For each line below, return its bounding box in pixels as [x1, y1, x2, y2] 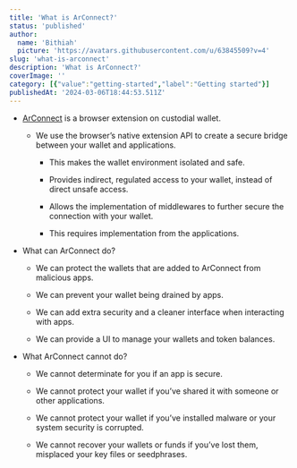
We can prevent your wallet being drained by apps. [35, 289, 224, 300]
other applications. [35, 395, 106, 405]
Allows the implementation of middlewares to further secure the [48, 200, 284, 211]
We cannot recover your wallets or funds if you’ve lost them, [35, 439, 259, 450]
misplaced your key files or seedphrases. [35, 448, 188, 459]
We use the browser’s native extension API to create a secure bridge [35, 130, 288, 140]
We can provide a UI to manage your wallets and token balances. [35, 333, 276, 345]
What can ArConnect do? [21, 245, 116, 256]
